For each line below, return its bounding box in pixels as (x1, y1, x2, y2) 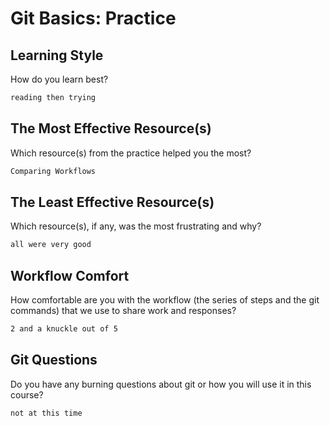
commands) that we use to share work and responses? (10, 305, 237, 317)
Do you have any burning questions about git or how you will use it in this (10, 378, 312, 390)
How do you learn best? (10, 73, 109, 85)
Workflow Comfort (10, 267, 130, 284)
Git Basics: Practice (10, 7, 177, 30)
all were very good (10, 240, 92, 250)
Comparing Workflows (10, 166, 97, 176)
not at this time (10, 408, 83, 418)
